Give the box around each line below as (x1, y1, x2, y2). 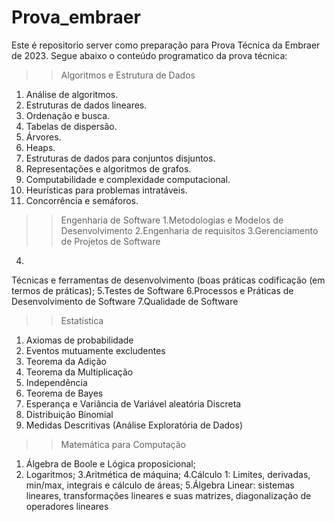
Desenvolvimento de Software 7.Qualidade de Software (11, 295, 239, 307)
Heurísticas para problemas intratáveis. (25, 184, 188, 196)
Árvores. (25, 131, 62, 143)
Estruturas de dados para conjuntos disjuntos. (25, 152, 216, 164)
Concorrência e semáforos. (25, 194, 139, 206)
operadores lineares (25, 500, 109, 512)
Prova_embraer (11, 6, 141, 29)
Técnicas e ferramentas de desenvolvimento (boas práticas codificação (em (11, 274, 326, 286)
